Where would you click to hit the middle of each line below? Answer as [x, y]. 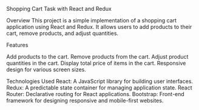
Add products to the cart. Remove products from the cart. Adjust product [97, 57]
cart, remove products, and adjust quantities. [62, 33]
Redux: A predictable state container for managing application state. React [99, 88]
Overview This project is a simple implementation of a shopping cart [92, 20]
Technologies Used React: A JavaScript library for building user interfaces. [99, 81]
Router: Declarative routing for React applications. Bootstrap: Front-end [96, 94]
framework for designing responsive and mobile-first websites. [85, 100]
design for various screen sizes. [46, 70]
